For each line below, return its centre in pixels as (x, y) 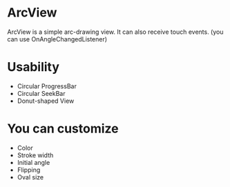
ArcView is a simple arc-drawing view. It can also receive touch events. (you (115, 32)
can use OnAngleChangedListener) (57, 39)
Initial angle (33, 162)
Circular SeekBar (41, 93)
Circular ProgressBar (47, 86)
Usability (33, 67)
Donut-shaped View (46, 101)
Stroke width (35, 155)
